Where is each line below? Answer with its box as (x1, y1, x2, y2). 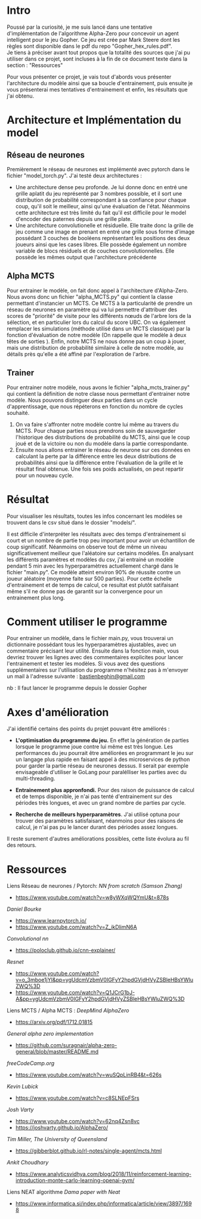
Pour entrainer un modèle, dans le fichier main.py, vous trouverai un (7, 635, 174, 642)
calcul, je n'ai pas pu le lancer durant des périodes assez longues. (15, 824, 178, 831)
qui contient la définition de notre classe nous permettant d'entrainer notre (7, 390, 190, 397)
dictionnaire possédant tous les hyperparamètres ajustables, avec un (7, 641, 177, 648)
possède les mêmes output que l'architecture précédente (15, 253, 157, 260)
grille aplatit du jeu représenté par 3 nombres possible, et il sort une (15, 190, 183, 197)
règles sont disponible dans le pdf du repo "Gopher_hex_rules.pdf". (7, 43, 172, 50)
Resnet (7, 959, 24, 966)
